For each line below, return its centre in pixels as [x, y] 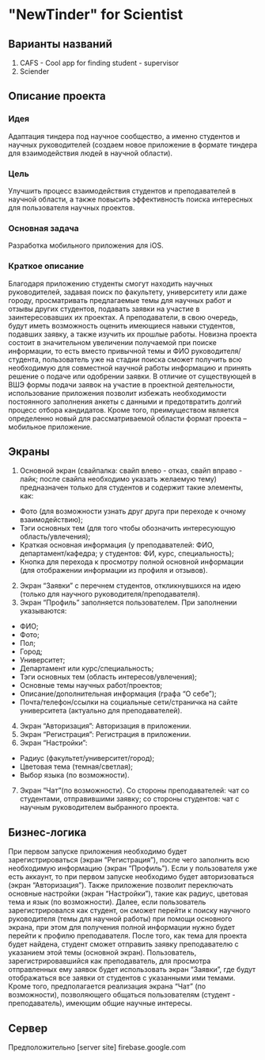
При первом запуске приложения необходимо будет [98, 851]
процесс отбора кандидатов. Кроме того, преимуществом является [124, 409]
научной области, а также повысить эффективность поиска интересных [131, 199]
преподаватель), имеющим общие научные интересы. [100, 1003]
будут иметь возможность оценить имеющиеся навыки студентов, [122, 325]
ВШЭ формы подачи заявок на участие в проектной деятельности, [121, 384]
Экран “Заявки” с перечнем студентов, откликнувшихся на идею [130, 586]
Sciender [34, 71]
